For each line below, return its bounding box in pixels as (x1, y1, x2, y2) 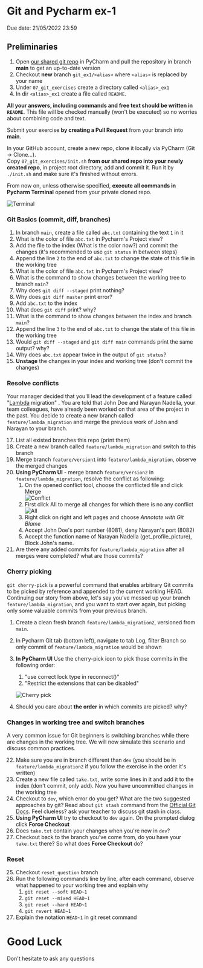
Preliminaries (7, 42, 58, 52)
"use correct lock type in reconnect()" (24, 673, 120, 680)
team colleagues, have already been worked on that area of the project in (7, 405, 190, 413)
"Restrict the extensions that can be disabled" (24, 679, 140, 687)
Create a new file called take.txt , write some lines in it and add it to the (15, 776, 194, 783)
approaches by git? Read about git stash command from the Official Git (15, 801, 196, 808)
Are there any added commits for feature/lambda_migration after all (15, 546, 185, 553)
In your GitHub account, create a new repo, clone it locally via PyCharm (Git (7, 144, 195, 152)
